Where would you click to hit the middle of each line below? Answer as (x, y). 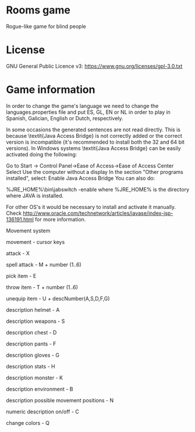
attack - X (18, 253)
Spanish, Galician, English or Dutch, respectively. (65, 118)
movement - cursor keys (36, 242)
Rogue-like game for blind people (46, 26)
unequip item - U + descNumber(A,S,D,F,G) (58, 298)
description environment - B (40, 389)
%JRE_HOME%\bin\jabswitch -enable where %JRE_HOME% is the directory (98, 189)
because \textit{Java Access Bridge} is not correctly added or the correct (94, 135)
